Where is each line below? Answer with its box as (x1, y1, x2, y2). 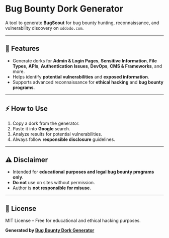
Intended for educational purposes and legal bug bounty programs (12, 169, 154, 175)
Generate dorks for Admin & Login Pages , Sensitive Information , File (12, 57, 157, 63)
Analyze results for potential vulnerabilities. (12, 131, 102, 137)
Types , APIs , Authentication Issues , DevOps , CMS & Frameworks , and (12, 63, 162, 69)
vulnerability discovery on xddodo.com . (5, 25, 84, 31)
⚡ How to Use (5, 104, 48, 113)
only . (12, 174, 24, 180)
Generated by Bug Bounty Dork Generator (5, 227, 95, 233)
